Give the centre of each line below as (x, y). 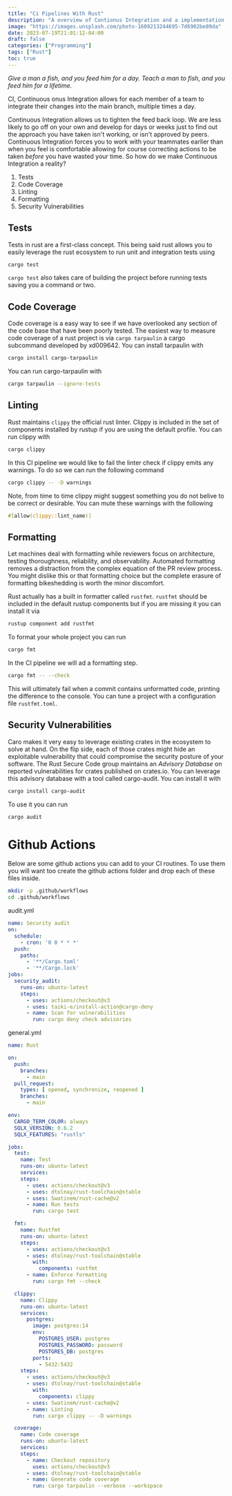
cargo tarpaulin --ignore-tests (54, 384)
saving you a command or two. (52, 285)
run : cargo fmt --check (67, 1281)
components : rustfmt (68, 1269)
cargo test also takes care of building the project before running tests (108, 278)
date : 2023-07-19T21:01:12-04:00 (56, 33)
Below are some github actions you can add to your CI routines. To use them (117, 864)
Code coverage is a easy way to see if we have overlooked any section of (113, 323)
